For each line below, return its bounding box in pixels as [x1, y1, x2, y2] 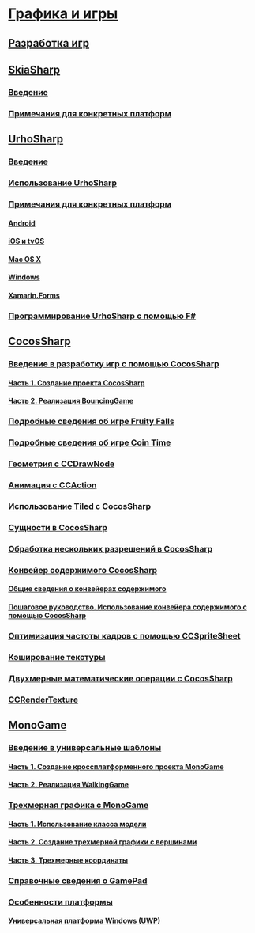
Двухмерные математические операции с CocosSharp [8, 673, 233, 684]
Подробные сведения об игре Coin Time [8, 437, 171, 448]
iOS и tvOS [8, 237, 45, 246]
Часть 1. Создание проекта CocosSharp [8, 377, 145, 388]
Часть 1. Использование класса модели [8, 819, 147, 829]
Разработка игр [8, 36, 89, 50]
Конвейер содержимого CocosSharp [8, 564, 158, 575]
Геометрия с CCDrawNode [8, 458, 115, 469]
